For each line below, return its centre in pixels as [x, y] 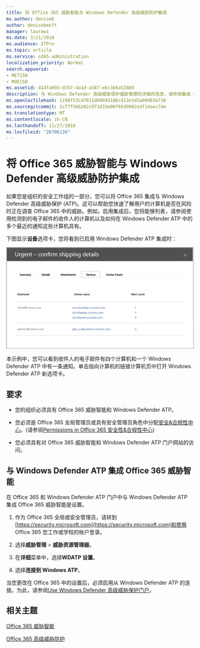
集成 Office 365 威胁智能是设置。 [47, 504]
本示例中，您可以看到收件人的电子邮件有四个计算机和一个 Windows [89, 359]
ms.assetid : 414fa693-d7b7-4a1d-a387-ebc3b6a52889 [70, 88]
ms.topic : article [29, 51]
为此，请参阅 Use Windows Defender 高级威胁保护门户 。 [85, 590]
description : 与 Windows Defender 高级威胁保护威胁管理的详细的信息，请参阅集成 [99, 94]
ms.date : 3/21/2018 [30, 38]
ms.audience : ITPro [30, 44]
